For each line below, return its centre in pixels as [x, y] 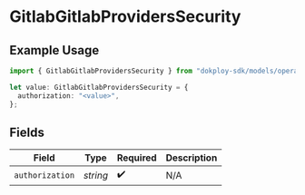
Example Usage [54, 50]
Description [192, 158]
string [96, 175]
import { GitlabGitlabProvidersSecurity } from [101, 71]
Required [137, 158]
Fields [27, 132]
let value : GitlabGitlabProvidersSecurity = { [99, 87]
